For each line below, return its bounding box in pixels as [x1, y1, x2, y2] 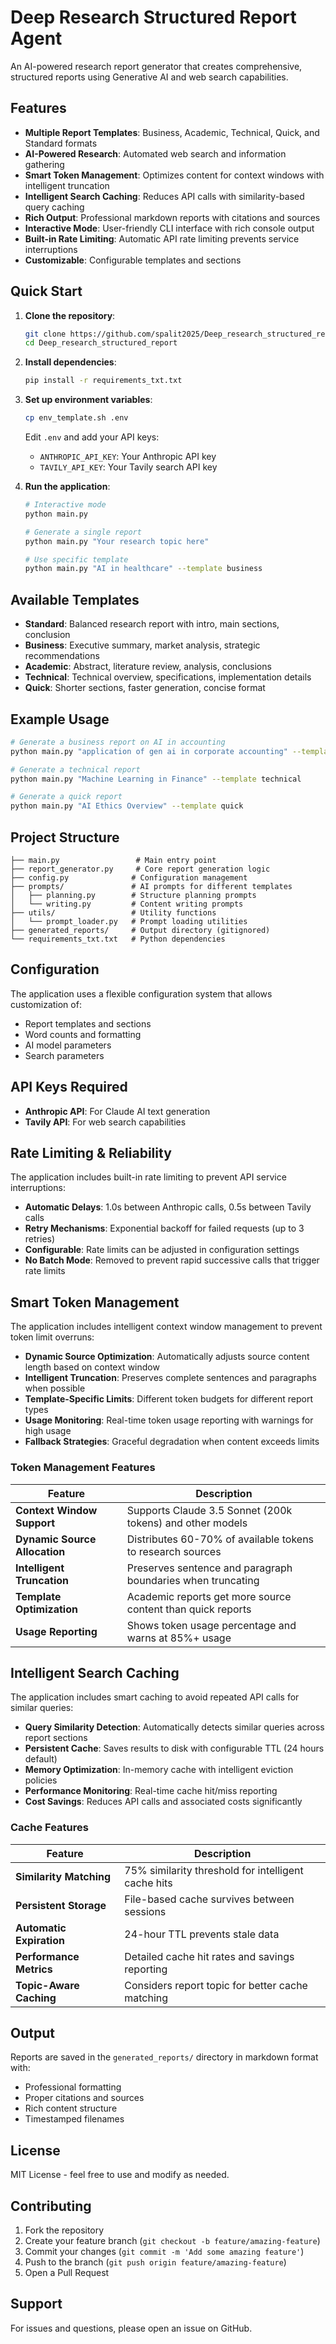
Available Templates [10, 591, 140, 608]
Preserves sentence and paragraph [126, 1561, 293, 1575]
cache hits [124, 1876, 173, 1890]
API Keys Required [10, 1079, 128, 1096]
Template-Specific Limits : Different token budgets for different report [24, 1393, 314, 1405]
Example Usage [10, 711, 110, 728]
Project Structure [10, 829, 120, 846]
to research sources [126, 1544, 222, 1558]
